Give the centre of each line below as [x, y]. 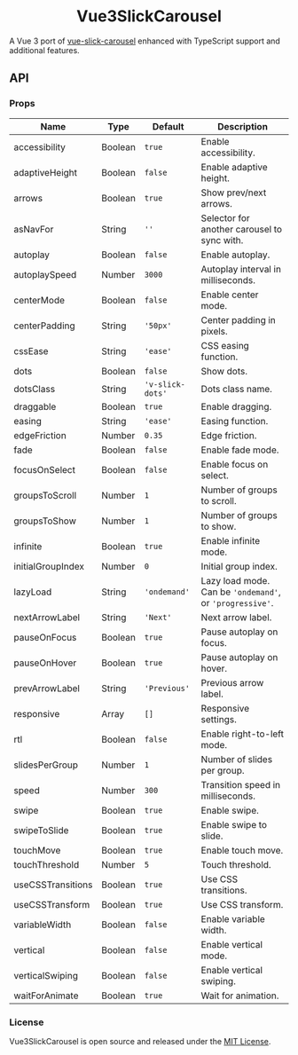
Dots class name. [237, 389]
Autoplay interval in [241, 269]
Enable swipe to [234, 824]
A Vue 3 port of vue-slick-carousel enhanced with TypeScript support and [145, 41]
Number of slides [237, 759]
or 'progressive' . [237, 602]
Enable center [230, 295]
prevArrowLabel [47, 688]
